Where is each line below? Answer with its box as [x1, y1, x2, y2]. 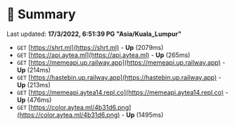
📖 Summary [6, 6, 76, 23]
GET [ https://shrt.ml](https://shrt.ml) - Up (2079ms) [16, 43, 164, 51]
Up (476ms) [16, 95, 52, 104]
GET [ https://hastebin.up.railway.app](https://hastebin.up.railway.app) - [16, 73, 222, 82]
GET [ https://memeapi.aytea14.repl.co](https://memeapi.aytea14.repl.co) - [16, 88, 229, 96]
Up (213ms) [16, 80, 51, 89]
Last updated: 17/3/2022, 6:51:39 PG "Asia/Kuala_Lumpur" [6, 30, 182, 38]
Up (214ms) [16, 65, 51, 74]
